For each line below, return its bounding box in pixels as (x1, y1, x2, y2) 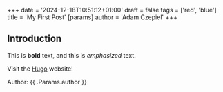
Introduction (7, 33, 62, 45)
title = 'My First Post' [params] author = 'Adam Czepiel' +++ (7, 13, 178, 21)
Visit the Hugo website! (7, 65, 74, 73)
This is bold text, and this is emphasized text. (7, 51, 136, 59)
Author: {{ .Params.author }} (7, 78, 88, 86)
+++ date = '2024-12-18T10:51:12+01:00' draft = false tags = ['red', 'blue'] (7, 6, 217, 14)
